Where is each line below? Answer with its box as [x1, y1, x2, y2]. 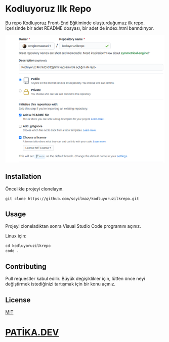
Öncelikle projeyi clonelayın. [5, 185, 64, 192]
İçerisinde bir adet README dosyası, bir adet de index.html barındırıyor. [5, 25, 154, 31]
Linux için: [5, 233, 27, 239]
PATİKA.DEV [5, 327, 59, 338]
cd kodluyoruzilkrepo [5, 243, 51, 249]
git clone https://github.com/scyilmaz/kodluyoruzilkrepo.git [5, 196, 139, 201]
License [5, 296, 31, 304]
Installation [5, 172, 41, 181]
